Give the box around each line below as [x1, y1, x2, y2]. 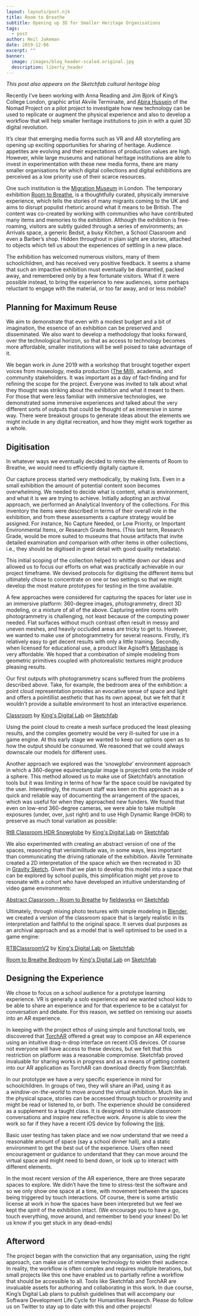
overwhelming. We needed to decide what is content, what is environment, [6, 488, 189, 495]
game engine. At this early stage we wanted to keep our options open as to [6, 736, 190, 743]
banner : [6, 53, 26, 59]
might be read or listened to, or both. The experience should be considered [6, 1101, 190, 1108]
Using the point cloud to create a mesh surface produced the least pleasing [6, 724, 191, 730]
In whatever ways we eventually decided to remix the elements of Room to [6, 458, 188, 465]
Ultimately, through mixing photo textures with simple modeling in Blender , [6, 908, 188, 915]
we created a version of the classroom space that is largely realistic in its [6, 914, 184, 921]
